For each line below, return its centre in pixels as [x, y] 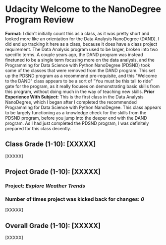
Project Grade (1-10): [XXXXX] [53, 172]
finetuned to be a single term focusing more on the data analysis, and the [80, 60]
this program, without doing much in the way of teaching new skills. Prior [80, 91]
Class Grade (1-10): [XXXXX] [51, 144]
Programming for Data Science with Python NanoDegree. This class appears [83, 107]
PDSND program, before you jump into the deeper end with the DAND [76, 118]
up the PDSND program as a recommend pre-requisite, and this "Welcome [81, 76]
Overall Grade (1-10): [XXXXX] [53, 225]
